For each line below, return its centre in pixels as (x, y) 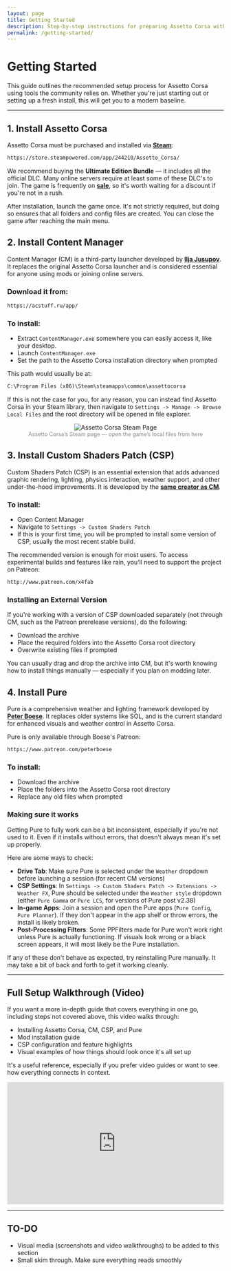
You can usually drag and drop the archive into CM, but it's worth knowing (112, 663)
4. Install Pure (37, 692)
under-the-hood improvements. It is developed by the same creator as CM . (114, 487)
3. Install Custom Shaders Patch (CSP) (91, 455)
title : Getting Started (41, 20)
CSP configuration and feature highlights (75, 1044)
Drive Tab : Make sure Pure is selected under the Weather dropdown (112, 871)
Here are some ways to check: (51, 857)
